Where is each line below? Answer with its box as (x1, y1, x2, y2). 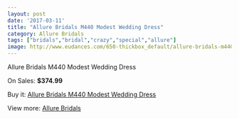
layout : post (7, 10, 46, 18)
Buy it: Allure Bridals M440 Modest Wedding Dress (7, 90, 156, 98)
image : (7, 43, 27, 50)
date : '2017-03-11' (7, 17, 65, 24)
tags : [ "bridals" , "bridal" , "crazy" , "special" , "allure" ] (7, 37, 176, 44)
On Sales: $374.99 (7, 76, 63, 85)
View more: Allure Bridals (7, 104, 82, 112)
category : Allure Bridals (7, 30, 84, 38)
